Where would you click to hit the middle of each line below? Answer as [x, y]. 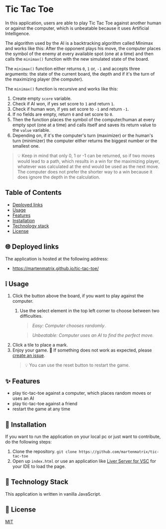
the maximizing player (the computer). [44, 79]
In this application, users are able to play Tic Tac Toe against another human [83, 23]
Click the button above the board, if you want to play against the [78, 296]
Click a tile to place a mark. [40, 345]
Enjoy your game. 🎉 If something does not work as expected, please [82, 350]
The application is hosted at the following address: [57, 259]
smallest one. [26, 146]
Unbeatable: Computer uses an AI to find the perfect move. [93, 335]
